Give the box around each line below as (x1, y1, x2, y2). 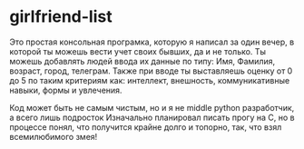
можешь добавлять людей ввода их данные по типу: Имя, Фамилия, (9, 55, 276, 66)
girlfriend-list (9, 6, 113, 27)
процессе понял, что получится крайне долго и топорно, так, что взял (9, 121, 282, 133)
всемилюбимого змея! (9, 131, 98, 142)
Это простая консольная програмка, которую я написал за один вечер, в (9, 36, 295, 47)
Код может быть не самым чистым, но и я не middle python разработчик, (9, 102, 295, 113)
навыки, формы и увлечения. (9, 84, 123, 95)
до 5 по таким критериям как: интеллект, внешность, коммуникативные (9, 74, 290, 85)
